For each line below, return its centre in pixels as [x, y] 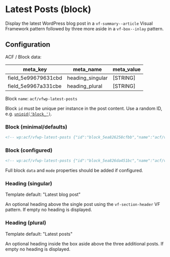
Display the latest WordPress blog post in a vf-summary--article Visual [79, 23]
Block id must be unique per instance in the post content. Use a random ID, [84, 108]
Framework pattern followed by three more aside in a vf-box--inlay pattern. [84, 28]
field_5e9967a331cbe [35, 86]
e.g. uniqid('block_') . [29, 114]
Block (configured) [29, 150]
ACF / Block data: [24, 57]
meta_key [35, 69]
